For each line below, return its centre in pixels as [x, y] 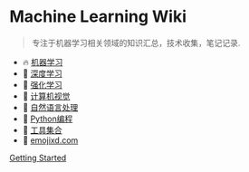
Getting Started [38, 158]
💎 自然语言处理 [50, 107]
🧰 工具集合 [42, 129]
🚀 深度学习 [42, 73]
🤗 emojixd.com [50, 140]
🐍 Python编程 [48, 119]
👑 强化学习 [42, 84]
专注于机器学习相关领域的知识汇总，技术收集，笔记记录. [136, 43]
